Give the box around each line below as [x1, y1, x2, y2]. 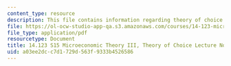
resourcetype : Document [7, 36, 76, 43]
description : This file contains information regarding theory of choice [7, 16, 223, 23]
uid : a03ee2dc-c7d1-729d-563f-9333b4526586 [7, 49, 134, 56]
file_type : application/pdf [7, 29, 88, 36]
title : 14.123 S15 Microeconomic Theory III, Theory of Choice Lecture [7, 42, 217, 49]
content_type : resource [7, 10, 76, 17]
